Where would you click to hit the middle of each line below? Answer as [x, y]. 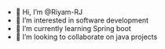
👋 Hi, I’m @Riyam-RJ [49, 12]
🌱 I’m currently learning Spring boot [73, 28]
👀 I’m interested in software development [82, 20]
